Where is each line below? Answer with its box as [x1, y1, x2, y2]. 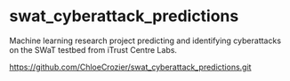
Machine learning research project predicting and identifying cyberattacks [9, 35, 282, 46]
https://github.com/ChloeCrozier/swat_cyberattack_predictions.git [9, 62, 252, 72]
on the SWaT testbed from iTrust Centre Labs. [9, 44, 178, 55]
